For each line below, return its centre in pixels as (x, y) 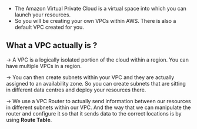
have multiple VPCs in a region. (44, 66)
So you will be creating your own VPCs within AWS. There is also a (95, 21)
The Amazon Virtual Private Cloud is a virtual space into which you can (101, 9)
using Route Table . (29, 120)
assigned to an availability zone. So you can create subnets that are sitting (96, 83)
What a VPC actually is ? (52, 45)
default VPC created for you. (49, 27)
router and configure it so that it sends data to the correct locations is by (94, 113)
